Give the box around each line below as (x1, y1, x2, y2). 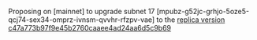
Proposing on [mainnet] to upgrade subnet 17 (8, 7, 155, 16)
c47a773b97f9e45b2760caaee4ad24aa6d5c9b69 (8, 24, 172, 32)
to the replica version (156, 15, 225, 24)
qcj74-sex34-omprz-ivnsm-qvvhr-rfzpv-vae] (8, 15, 155, 24)
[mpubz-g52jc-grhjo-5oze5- (156, 7, 250, 16)
